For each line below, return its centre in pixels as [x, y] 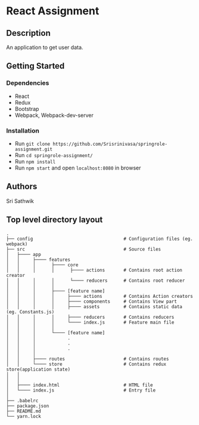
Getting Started [35, 66]
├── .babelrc [22, 401]
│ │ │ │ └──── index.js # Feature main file [90, 322]
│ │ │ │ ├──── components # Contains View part [92, 301]
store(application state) [38, 369]
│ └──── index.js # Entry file [81, 390]
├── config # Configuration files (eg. [100, 239]
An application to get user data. [45, 47]
